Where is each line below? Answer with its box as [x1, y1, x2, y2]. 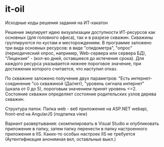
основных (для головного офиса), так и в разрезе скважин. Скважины [5, 34, 153, 40]
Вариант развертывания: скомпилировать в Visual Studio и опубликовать [5, 120, 160, 126]
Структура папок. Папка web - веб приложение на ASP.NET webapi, [5, 106, 148, 112]
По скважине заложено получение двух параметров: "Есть [5, 75, 130, 81]
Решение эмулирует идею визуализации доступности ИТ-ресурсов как [5, 29, 156, 35]
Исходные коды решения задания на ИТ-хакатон [5, 20, 108, 26]
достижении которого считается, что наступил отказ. [5, 65, 118, 72]
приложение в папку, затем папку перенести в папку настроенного [5, 125, 147, 131]
